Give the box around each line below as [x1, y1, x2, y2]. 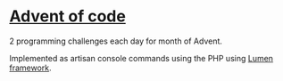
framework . [9, 62, 52, 73]
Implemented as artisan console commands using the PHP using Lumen [9, 53, 274, 63]
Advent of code [9, 6, 127, 27]
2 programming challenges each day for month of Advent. [9, 36, 223, 46]
